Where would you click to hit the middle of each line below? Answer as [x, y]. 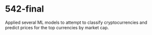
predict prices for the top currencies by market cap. [57, 27]
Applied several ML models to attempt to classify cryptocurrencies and [76, 22]
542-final [25, 9]
